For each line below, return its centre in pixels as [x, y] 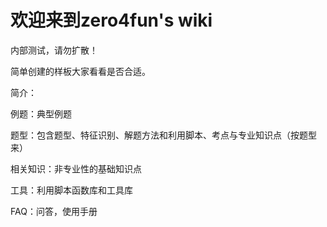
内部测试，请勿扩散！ [54, 50]
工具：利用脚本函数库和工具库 [71, 190]
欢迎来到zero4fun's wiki [111, 20]
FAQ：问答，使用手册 [54, 211]
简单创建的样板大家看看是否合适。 [80, 71]
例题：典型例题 [41, 113]
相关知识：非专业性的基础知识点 [76, 168]
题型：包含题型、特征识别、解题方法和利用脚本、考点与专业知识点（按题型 [163, 135]
